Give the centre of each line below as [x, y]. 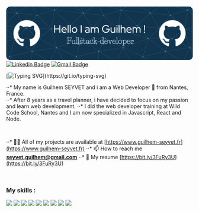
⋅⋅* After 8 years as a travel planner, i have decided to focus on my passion [97, 100]
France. [15, 93]
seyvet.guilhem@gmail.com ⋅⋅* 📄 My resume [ [64, 157]
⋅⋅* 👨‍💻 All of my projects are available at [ [56, 142]
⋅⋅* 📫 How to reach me [114, 148]
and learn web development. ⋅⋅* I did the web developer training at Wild [93, 106]
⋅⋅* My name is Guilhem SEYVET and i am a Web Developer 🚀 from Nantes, [97, 87]
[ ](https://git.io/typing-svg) [56, 75]
